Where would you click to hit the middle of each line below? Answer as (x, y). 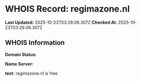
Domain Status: (21, 54)
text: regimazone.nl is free (31, 73)
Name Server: (19, 64)
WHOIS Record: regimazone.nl (67, 9)
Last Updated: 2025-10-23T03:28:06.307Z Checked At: (61, 22)
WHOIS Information (35, 43)
